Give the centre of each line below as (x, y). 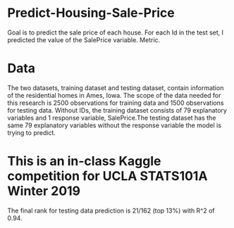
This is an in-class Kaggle (84, 161)
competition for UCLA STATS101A (107, 176)
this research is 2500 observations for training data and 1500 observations (116, 103)
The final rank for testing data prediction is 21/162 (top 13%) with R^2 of (111, 210)
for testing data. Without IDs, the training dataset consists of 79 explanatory (117, 110)
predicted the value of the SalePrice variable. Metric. (84, 39)
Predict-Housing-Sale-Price (91, 13)
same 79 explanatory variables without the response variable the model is (115, 125)
